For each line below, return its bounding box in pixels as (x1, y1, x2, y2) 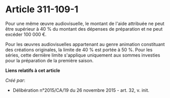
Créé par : (5, 77, 26, 83)
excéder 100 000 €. (5, 31, 47, 37)
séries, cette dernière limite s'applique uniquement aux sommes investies (5, 52, 160, 58)
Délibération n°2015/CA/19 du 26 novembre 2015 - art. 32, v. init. (12, 87, 150, 93)
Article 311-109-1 (5, 4, 78, 15)
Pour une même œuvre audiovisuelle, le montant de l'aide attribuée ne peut (5, 20, 165, 27)
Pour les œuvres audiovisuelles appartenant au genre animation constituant (5, 41, 165, 47)
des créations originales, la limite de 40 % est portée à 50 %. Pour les (5, 46, 153, 53)
